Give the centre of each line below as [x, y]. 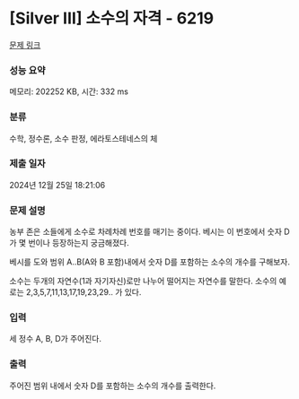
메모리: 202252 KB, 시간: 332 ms [69, 91]
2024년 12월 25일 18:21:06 [57, 185]
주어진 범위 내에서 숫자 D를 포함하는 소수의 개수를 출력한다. [113, 386]
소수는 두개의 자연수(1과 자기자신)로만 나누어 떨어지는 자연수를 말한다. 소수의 [143, 281]
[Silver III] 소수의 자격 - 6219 [111, 18]
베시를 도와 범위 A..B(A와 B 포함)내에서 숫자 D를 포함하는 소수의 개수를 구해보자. [149, 262]
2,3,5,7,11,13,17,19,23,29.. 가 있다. [84, 292]
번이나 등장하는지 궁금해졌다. [79, 243]
